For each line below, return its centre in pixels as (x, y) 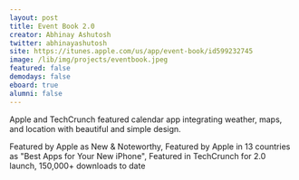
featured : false (40, 69)
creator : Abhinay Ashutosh (60, 34)
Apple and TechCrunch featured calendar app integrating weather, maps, (146, 119)
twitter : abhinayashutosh (58, 43)
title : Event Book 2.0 (52, 26)
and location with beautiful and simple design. (95, 128)
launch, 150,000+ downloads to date (77, 166)
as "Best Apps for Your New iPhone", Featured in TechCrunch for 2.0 (138, 156)
